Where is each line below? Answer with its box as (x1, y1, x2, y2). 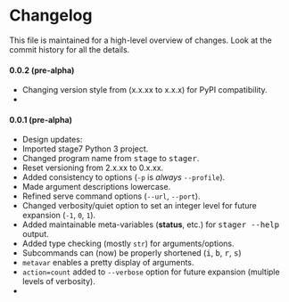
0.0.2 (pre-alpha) (9, 64, 75, 76)
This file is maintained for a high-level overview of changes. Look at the (9, 35, 272, 45)
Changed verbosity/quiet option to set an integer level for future (21, 200, 257, 211)
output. (21, 229, 49, 240)
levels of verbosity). (21, 276, 95, 287)
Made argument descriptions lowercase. (21, 182, 171, 192)
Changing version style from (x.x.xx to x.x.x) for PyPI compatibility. (21, 85, 268, 95)
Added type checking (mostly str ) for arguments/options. (21, 238, 235, 249)
